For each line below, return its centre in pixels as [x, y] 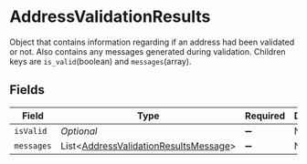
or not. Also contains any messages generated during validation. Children [148, 51]
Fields [27, 90]
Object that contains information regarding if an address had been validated [152, 42]
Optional [79, 131]
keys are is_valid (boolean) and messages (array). [101, 61]
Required [265, 116]
